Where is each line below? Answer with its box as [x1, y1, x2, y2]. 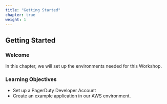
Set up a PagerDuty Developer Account [12, 88, 96, 94]
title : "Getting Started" [5, 7, 60, 13]
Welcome [5, 51, 30, 58]
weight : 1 [5, 17, 27, 22]
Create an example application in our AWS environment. [12, 93, 131, 99]
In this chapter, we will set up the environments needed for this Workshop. [5, 63, 162, 69]
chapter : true [5, 12, 36, 17]
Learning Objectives [5, 75, 57, 82]
